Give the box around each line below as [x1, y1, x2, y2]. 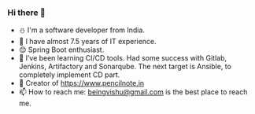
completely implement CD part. [18, 70, 120, 79]
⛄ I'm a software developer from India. [18, 25, 145, 35]
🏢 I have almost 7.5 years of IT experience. [18, 37, 157, 46]
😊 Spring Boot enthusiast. [18, 45, 105, 54]
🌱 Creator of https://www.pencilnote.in [18, 79, 145, 88]
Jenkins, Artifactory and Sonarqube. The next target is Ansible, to [18, 62, 231, 72]
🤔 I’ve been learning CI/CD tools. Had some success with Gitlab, [18, 53, 227, 63]
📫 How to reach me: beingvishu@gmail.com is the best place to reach [18, 87, 248, 97]
